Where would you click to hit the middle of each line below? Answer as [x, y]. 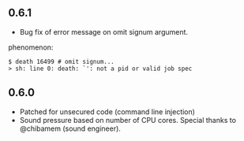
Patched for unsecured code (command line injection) [107, 111]
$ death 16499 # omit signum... [61, 61]
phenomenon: [31, 47]
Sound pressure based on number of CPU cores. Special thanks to [128, 120]
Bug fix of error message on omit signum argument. [103, 32]
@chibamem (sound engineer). [70, 128]
